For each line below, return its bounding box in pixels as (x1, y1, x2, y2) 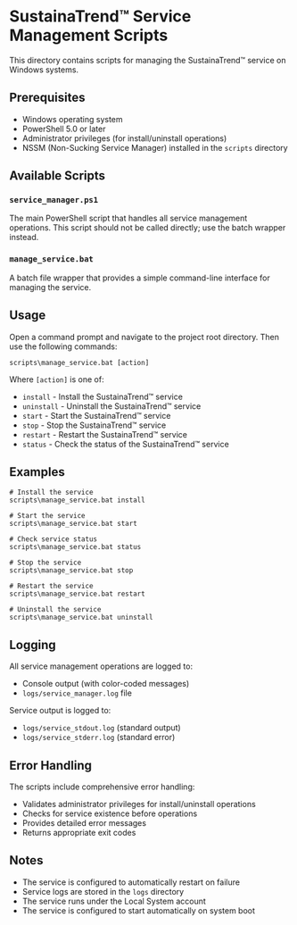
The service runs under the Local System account (21, 896, 207, 906)
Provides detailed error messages (21, 817, 147, 828)
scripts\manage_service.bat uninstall (9, 613, 153, 622)
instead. (9, 232, 39, 243)
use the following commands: (9, 341, 118, 352)
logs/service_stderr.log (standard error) (21, 732, 176, 743)
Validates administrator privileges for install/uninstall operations (21, 798, 256, 809)
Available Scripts (9, 168, 105, 184)
